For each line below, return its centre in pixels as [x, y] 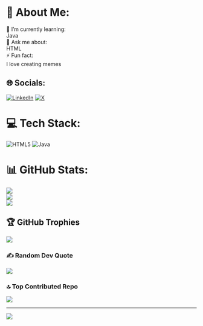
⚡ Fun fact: [20, 55]
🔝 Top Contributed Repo [42, 286]
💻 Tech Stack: [43, 123]
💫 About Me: [38, 12]
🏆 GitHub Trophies [43, 223]
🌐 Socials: [26, 83]
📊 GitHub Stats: [47, 170]
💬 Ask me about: [27, 42]
